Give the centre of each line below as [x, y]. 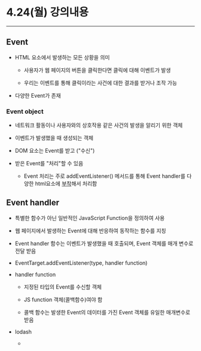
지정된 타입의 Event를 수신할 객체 [63, 287]
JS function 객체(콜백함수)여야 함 [63, 299]
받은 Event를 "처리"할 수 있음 [49, 164]
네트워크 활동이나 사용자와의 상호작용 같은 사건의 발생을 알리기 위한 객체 [99, 125]
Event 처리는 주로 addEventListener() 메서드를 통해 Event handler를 [104, 176]
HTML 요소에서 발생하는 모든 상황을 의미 [62, 57]
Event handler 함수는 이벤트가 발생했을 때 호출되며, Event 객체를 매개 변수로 [104, 243]
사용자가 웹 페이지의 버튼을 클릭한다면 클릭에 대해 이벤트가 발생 [97, 70]
